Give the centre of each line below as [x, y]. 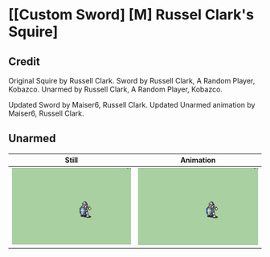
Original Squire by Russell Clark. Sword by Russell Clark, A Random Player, [132, 81]
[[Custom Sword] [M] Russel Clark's [131, 15]
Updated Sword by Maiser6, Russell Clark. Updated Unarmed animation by [132, 105]
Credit [24, 61]
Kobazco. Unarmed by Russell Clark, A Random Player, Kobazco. [116, 89]
